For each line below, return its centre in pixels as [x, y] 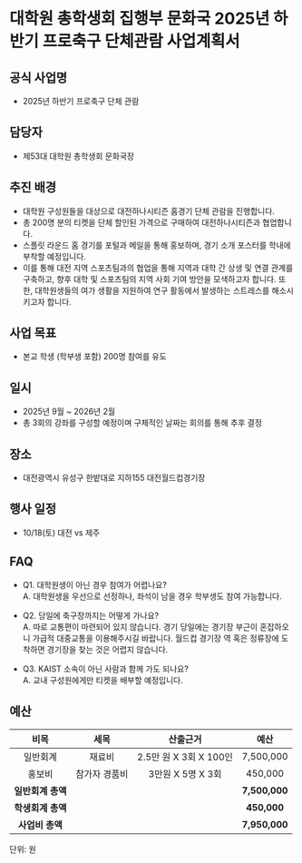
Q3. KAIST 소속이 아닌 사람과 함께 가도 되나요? [105, 669]
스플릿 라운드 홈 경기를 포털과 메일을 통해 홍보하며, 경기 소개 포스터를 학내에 [157, 245]
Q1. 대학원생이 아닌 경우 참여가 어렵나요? [95, 584]
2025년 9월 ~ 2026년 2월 [69, 412]
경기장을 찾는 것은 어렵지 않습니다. [107, 649]
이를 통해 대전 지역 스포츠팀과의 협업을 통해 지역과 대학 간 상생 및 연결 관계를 [158, 268]
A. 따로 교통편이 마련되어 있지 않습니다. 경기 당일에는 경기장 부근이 [140, 626]
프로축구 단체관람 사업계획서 [141, 41]
